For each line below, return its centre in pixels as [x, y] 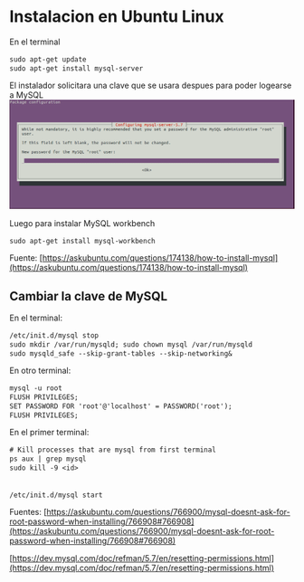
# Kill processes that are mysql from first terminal [113, 450]
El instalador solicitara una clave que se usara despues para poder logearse [151, 85]
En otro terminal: [40, 371]
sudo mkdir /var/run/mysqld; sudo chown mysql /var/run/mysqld [131, 345]
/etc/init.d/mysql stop [54, 336]
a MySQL [26, 95]
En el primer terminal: [49, 433]
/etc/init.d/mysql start [56, 495]
